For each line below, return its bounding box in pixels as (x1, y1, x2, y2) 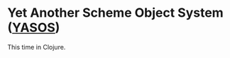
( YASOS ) (7, 20, 60, 36)
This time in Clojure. (7, 43, 66, 51)
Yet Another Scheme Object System (7, 5, 224, 21)
